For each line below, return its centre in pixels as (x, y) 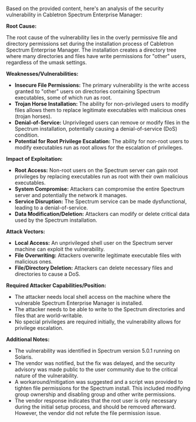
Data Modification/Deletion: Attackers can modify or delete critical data (102, 214)
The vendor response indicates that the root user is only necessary (96, 401)
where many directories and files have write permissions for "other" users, (96, 56)
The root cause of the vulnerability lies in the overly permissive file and (92, 37)
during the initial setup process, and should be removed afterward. (95, 407)
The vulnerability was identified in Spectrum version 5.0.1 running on (97, 351)
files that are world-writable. (49, 315)
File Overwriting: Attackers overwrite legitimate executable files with (98, 255)
